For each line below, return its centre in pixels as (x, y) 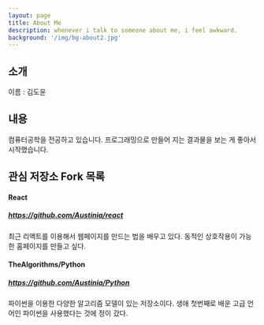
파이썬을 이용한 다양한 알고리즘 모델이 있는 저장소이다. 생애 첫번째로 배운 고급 (127, 304)
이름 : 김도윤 (27, 92)
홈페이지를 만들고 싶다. (51, 246)
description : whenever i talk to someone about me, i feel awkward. (123, 30)
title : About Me (35, 23)
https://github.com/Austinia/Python (69, 283)
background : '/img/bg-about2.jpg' (65, 37)
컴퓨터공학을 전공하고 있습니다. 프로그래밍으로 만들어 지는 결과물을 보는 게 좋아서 (132, 140)
